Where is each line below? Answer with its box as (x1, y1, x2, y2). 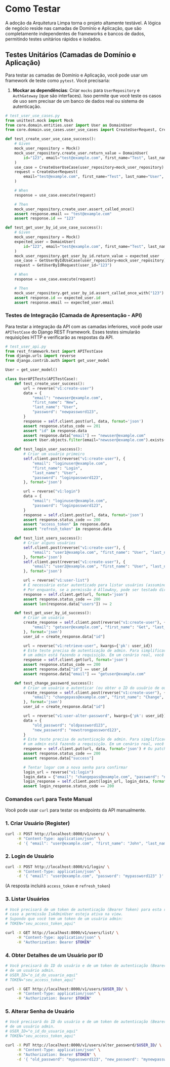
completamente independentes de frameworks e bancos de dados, (5, 30, 146, 36)
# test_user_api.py (5, 344, 47, 349)
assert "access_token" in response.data (23, 522, 110, 527)
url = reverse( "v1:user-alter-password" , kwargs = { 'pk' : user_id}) (23, 713, 166, 718)
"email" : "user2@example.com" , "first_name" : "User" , (32, 564, 148, 569)
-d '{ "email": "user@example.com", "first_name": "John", (16, 841, 144, 846)
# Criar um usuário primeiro (23, 451, 85, 456)
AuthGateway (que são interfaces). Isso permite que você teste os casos (12, 92, 161, 99)
